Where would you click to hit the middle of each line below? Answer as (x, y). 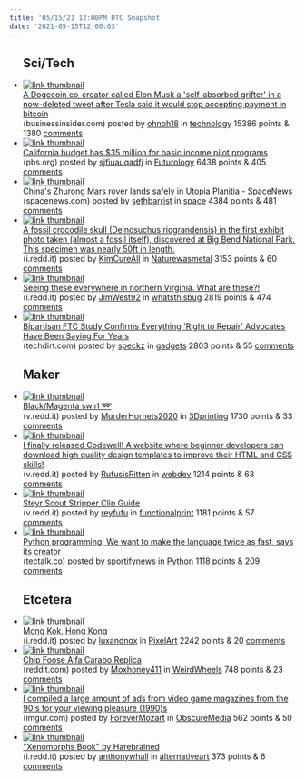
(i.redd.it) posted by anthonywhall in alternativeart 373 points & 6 (144, 756)
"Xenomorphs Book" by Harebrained (91, 746)
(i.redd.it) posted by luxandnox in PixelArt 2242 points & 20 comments (154, 640)
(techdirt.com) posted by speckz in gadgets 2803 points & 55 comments (158, 345)
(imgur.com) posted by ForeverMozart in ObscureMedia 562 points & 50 (157, 717)
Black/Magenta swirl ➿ (67, 406)
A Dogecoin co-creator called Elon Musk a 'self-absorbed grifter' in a (152, 95)
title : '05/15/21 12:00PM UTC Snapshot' (87, 18)
